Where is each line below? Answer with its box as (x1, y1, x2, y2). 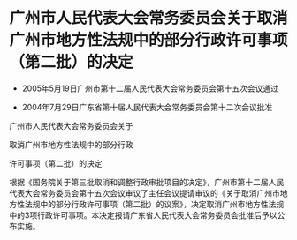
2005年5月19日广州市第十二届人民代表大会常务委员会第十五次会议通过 (21, 83, 278, 94)
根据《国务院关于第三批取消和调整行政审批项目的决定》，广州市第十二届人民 (9, 176, 285, 187)
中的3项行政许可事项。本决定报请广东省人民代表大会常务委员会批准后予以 (9, 209, 278, 221)
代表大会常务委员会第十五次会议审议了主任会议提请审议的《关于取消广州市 (9, 187, 280, 199)
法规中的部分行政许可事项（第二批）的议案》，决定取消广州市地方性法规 (24, 199, 285, 209)
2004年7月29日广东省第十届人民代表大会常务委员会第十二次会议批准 (21, 101, 273, 112)
